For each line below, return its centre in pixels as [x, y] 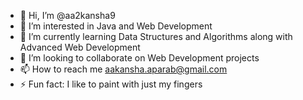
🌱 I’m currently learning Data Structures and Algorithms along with [156, 36]
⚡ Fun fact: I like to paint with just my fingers [111, 84]
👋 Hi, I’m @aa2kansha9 [67, 15]
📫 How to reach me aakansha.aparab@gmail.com [123, 69]
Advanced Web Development [80, 47]
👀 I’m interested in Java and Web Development [116, 26]
